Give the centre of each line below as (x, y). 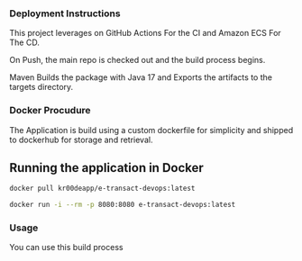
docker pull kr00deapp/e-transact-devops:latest (102, 189)
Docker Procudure (50, 111)
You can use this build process (66, 247)
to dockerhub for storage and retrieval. (81, 139)
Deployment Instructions (65, 13)
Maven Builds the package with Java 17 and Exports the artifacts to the (141, 77)
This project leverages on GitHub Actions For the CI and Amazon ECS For (145, 33)
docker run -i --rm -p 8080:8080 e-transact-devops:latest (123, 205)
